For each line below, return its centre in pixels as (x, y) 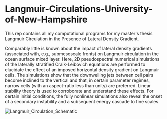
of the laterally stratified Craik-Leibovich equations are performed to (75, 64)
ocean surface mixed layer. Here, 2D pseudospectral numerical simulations (82, 59)
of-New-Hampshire (46, 20)
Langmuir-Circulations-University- (79, 9)
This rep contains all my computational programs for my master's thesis (79, 33)
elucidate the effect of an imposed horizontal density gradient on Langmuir (82, 69)
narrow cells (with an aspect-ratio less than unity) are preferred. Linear (78, 85)
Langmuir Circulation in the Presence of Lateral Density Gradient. (72, 39)
